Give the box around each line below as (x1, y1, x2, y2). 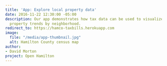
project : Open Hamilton (5, 53, 55, 59)
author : (5, 44, 21, 49)
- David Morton (5, 49, 37, 54)
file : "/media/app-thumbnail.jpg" (9, 35, 81, 40)
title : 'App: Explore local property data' (5, 7, 97, 12)
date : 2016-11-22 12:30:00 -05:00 (5, 12, 77, 17)
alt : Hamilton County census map (9, 40, 79, 45)
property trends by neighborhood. (9, 21, 81, 26)
